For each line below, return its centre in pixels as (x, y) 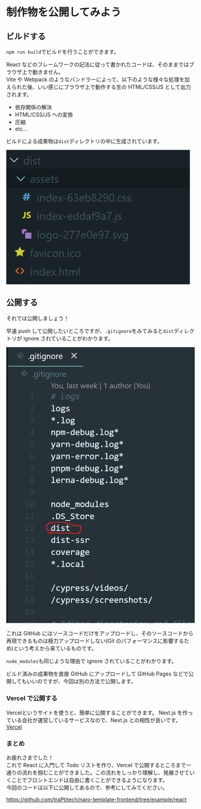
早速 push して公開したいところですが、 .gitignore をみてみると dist (90, 331)
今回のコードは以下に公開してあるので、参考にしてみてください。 (87, 787)
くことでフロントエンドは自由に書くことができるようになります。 (87, 780)
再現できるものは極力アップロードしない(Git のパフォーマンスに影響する (95, 641)
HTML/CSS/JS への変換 (44, 115)
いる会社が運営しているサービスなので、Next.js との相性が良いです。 (96, 720)
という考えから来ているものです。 (55, 649)
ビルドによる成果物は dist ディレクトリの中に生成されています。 (84, 141)
